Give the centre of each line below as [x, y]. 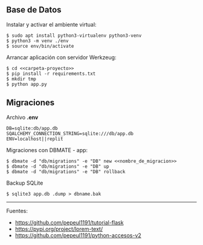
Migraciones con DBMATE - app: [47, 150]
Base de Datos [34, 10]
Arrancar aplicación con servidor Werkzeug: [61, 57]
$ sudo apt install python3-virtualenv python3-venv [74, 36]
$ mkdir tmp [21, 79]
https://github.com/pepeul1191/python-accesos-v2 [78, 235]
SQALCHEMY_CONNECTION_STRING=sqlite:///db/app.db [70, 133]
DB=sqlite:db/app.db [32, 128]
